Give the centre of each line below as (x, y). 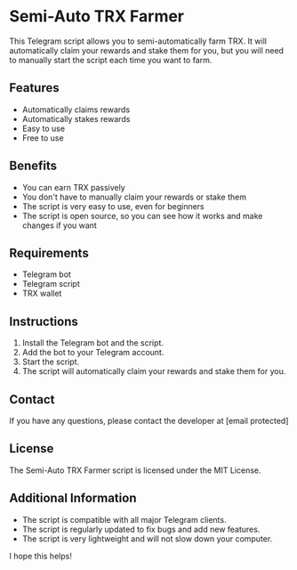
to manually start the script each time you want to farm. (111, 60)
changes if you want (60, 225)
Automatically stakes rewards (76, 118)
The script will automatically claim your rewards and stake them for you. (154, 371)
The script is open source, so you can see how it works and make (142, 216)
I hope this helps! (41, 556)
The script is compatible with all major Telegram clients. (124, 519)
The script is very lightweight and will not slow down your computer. (147, 538)
